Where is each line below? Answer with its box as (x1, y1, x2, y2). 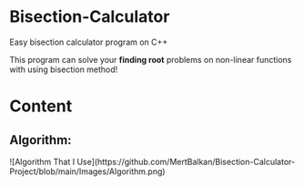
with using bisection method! (9, 64, 118, 75)
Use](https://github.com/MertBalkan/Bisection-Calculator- (76, 156, 296, 167)
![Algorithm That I (9, 156, 76, 167)
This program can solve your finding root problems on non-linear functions (9, 54, 292, 65)
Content (9, 96, 73, 117)
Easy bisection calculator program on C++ (9, 36, 168, 47)
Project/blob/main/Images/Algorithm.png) (9, 166, 166, 177)
